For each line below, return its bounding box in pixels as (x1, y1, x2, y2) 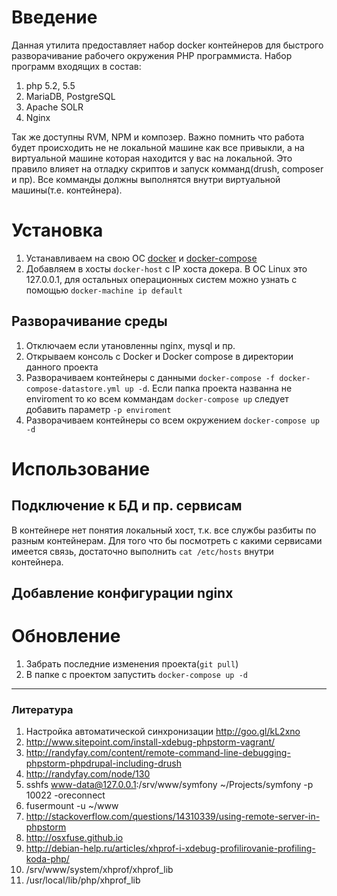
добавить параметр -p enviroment (25, 403, 172, 415)
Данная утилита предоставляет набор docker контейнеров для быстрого (11, 39, 324, 51)
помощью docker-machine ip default (25, 284, 183, 296)
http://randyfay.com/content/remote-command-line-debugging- (25, 747, 291, 759)
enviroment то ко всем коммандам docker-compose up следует (25, 392, 289, 405)
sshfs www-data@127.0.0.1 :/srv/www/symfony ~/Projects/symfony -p (25, 779, 314, 791)
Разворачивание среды (11, 313, 168, 330)
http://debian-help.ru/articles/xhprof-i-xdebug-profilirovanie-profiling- (25, 842, 316, 855)
